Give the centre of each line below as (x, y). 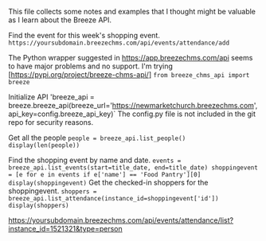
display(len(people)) (44, 146)
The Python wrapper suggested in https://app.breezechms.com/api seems (131, 58)
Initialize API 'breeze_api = (51, 97)
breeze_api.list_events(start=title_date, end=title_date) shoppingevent (133, 168)
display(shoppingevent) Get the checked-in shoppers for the (108, 183)
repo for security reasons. (51, 122)
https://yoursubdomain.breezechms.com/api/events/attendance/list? (121, 220)
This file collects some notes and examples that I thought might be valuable (132, 12)
